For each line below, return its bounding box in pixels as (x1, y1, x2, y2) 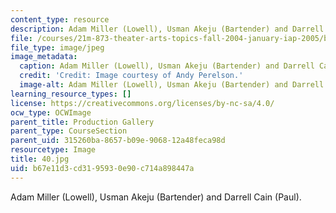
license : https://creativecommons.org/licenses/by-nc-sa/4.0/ (10, 98, 275, 108)
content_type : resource (10, 14, 110, 25)
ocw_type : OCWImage (10, 107, 92, 118)
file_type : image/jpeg (10, 42, 105, 53)
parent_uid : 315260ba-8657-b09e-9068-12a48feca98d (10, 136, 226, 146)
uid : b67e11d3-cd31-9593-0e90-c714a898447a (10, 163, 195, 173)
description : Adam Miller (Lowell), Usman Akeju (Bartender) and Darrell (10, 24, 325, 34)
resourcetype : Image (10, 145, 97, 155)
